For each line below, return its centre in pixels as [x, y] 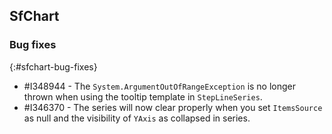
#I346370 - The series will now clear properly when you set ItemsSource [173, 107]
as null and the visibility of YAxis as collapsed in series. [137, 118]
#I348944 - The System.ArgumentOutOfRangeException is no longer [160, 86]
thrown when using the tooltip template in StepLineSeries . [143, 96]
